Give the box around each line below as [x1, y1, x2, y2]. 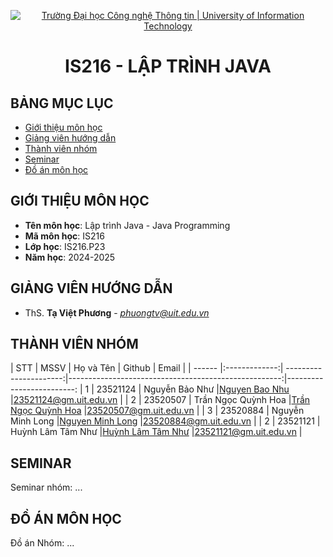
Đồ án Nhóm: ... [10, 537, 75, 549]
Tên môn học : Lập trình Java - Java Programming [24, 219, 231, 231]
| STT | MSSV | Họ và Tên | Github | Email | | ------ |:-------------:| [10, 362, 284, 374]
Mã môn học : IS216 [24, 230, 105, 242]
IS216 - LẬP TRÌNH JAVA [64, 55, 272, 78]
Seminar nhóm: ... [10, 481, 83, 494]
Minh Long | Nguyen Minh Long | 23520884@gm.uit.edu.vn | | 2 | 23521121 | [10, 415, 321, 427]
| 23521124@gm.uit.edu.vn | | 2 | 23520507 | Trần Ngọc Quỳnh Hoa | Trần [10, 394, 311, 406]
